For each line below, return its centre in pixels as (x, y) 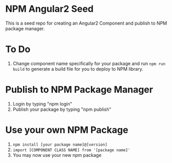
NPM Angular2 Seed (50, 9)
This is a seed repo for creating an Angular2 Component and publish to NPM (86, 23)
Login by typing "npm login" (42, 104)
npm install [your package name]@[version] (60, 145)
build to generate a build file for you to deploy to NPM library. (78, 69)
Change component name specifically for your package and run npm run (89, 63)
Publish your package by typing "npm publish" (62, 109)
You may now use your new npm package (57, 155)
